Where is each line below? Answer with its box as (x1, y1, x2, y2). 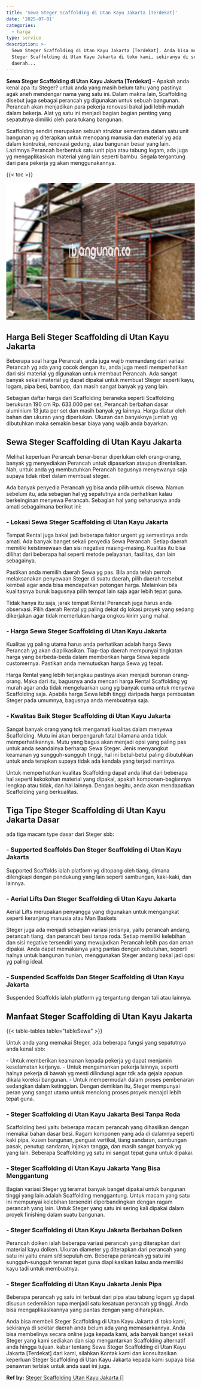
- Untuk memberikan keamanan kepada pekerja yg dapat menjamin (6, 1057, 172, 1064)
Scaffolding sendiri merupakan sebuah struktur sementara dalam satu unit (6, 127, 189, 134)
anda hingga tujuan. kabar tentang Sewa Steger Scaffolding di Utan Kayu (6, 1343, 187, 1350)
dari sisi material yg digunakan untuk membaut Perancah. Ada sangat (6, 369, 178, 377)
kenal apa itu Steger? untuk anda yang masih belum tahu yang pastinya (6, 84, 182, 91)
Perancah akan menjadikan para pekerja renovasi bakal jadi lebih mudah (6, 103, 185, 110)
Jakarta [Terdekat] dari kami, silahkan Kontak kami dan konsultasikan (6, 1350, 177, 1357)
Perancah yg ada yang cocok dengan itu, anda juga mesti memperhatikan (6, 363, 188, 371)
